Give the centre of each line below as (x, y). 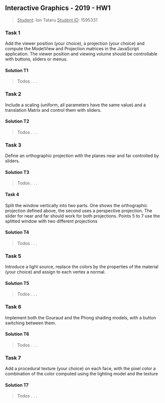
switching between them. (31, 323)
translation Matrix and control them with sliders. (53, 110)
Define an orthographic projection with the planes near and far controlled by (82, 156)
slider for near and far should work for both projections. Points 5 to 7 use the (82, 216)
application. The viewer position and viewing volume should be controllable (81, 54)
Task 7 (13, 358)
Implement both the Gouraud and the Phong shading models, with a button (81, 317)
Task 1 (13, 32)
